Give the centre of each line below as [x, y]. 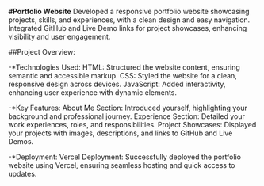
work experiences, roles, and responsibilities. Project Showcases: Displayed [132, 125]
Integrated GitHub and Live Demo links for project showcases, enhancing [128, 28]
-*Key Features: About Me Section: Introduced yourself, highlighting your [128, 108]
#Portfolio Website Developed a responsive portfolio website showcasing [129, 11]
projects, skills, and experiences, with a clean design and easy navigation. [129, 20]
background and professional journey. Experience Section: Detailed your [127, 116]
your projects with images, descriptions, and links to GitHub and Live [121, 133]
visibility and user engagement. [59, 36]
